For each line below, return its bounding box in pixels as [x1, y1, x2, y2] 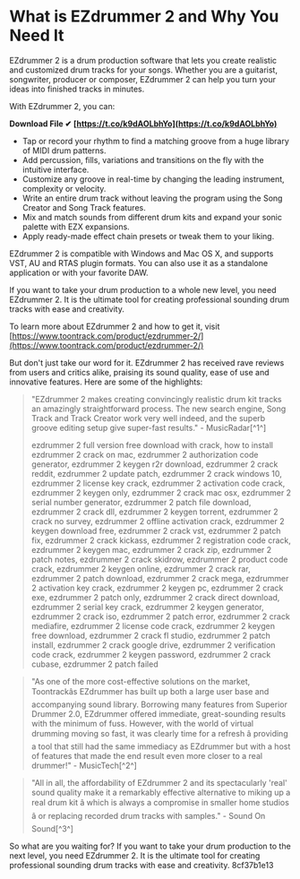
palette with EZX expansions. [21, 221, 130, 232]
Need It [9, 25, 64, 46]
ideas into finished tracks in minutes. [9, 83, 145, 94]
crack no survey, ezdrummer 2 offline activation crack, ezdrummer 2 [30, 515, 285, 526]
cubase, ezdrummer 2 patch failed [30, 659, 159, 669]
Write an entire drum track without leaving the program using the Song [21, 193, 283, 203]
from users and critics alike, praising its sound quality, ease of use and [9, 366, 270, 377]
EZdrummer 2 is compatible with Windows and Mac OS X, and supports [9, 248, 274, 259]
